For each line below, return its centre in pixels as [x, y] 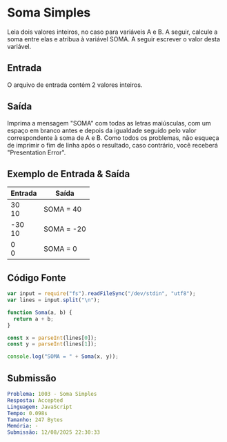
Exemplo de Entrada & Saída [69, 174]
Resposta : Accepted [35, 400]
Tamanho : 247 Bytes [35, 420]
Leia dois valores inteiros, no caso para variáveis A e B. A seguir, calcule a [112, 32]
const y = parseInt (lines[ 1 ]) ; [52, 344]
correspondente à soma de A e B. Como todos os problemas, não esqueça [113, 138]
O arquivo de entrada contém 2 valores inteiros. [75, 85]
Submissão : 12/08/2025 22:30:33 [53, 432]
